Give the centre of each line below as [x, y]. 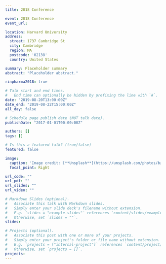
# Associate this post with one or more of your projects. [69, 235]
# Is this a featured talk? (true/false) [48, 145]
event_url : [16, 23]
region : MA [21, 50]
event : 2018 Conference [30, 18]
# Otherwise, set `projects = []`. [44, 249]
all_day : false [21, 109]
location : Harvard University [36, 32]
